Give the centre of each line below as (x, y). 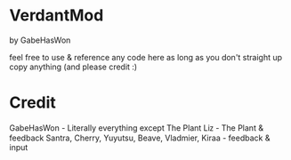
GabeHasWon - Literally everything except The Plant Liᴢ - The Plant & (137, 128)
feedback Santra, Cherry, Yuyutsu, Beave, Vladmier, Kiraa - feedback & (140, 138)
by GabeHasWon (40, 40)
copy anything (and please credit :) (73, 67)
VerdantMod (57, 16)
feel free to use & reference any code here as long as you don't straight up (146, 57)
